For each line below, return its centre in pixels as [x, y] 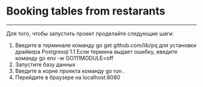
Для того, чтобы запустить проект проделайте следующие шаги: [90, 33]
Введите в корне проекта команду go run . [70, 71]
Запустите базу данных [45, 64]
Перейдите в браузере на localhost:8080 [68, 77]
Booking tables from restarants [86, 11]
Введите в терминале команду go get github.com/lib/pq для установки [105, 45]
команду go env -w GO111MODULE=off [64, 58]
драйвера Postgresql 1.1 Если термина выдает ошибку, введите [96, 51]
